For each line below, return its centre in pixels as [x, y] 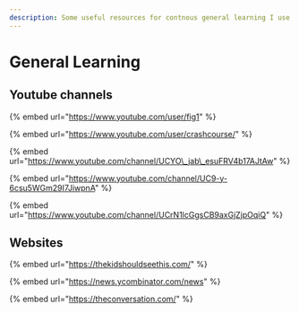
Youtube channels [61, 95]
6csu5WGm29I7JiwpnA [52, 187]
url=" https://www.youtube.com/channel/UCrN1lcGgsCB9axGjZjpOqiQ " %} [146, 214]
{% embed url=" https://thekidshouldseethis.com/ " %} [109, 265]
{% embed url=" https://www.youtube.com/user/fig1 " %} [113, 117]
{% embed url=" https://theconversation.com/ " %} [102, 299]
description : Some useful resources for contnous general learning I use [150, 17]
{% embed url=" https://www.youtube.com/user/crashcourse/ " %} [131, 134]
